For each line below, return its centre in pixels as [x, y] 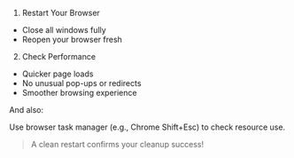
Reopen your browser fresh [72, 39]
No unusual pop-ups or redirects [81, 83]
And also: [27, 110]
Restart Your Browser [61, 13]
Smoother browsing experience [79, 93]
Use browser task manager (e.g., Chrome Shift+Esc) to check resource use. [147, 127]
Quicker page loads [58, 74]
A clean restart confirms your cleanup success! [117, 144]
